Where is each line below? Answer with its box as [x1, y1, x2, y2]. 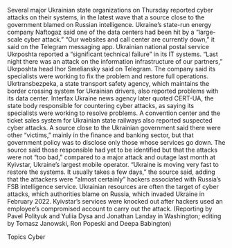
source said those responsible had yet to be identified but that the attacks [7, 145, 218, 154]
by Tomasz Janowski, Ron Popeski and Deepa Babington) [7, 220, 172, 227]
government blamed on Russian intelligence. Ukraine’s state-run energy [7, 21, 212, 28]
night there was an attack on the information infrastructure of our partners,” [7, 57, 223, 65]
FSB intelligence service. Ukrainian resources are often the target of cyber [7, 183, 220, 191]
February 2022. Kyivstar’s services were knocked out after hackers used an [7, 197, 223, 205]
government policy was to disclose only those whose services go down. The [7, 139, 226, 146]
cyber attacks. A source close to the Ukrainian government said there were [7, 124, 222, 132]
